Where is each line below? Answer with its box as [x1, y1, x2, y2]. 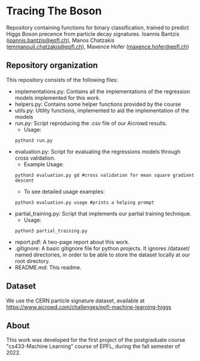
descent [14, 178, 34, 183]
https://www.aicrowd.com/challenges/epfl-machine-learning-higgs [6, 303, 172, 310]
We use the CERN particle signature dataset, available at [6, 297, 145, 304]
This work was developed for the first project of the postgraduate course [6, 336, 186, 344]
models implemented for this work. [14, 94, 101, 101]
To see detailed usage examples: [23, 188, 105, 195]
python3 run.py [14, 137, 53, 143]
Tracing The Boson [6, 4, 102, 18]
